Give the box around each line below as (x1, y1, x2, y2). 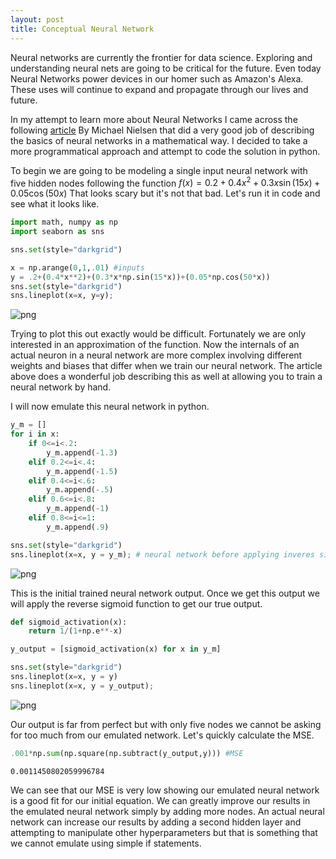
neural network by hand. (10, 381, 112, 393)
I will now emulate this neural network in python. (10, 401, 210, 413)
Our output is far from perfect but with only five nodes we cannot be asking (10, 718, 322, 730)
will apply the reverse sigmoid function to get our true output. (10, 597, 263, 610)
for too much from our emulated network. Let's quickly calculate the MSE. (10, 729, 315, 741)
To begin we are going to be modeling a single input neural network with (10, 164, 308, 176)
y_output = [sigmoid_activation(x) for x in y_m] (10, 644, 222, 655)
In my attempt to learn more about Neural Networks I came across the (10, 113, 298, 125)
